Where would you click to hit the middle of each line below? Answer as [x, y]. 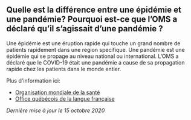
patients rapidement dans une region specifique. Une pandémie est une [96, 49]
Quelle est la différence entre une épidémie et [94, 10]
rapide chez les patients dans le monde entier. [64, 69]
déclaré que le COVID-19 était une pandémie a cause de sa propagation [95, 62]
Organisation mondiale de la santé [57, 92]
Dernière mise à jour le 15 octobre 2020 [56, 110]
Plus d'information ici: [33, 80]
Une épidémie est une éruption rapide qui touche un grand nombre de [93, 43]
